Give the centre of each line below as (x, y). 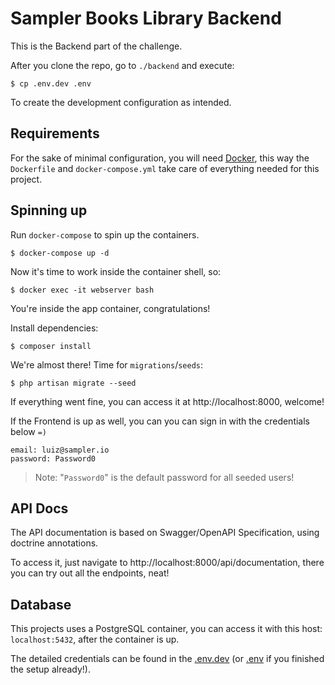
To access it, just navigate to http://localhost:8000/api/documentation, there (167, 563)
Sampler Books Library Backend (146, 18)
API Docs (39, 508)
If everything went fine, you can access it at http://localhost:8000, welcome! (167, 401)
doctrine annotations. (54, 543)
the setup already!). (51, 669)
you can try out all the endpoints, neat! (90, 573)
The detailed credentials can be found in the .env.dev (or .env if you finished (167, 659)
